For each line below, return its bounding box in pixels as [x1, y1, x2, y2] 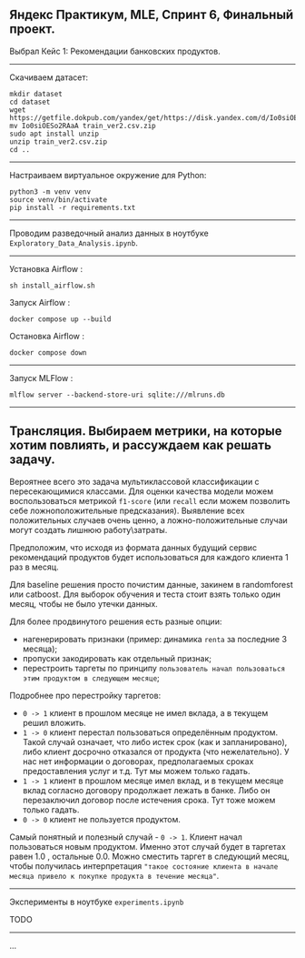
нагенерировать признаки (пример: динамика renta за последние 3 [22, 633, 288, 644]
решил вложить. [22, 717, 86, 728]
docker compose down [9, 348, 88, 358]
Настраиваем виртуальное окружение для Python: [9, 169, 207, 180]
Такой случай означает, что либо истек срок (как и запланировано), [22, 736, 288, 747]
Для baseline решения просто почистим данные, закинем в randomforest [9, 579, 293, 590]
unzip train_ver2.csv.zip [9, 136, 107, 146]
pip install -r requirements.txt [9, 203, 136, 212]
